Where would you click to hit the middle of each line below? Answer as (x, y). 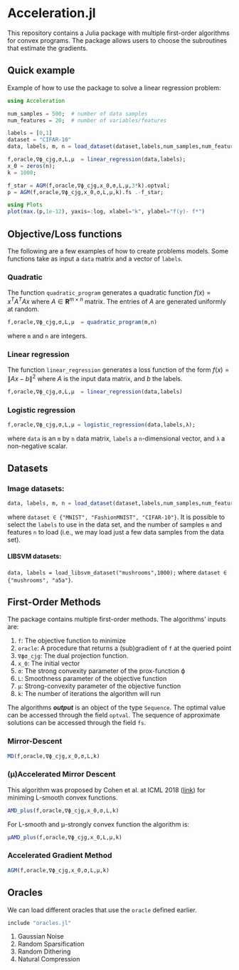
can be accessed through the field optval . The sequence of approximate (114, 715)
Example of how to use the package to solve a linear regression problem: (114, 88)
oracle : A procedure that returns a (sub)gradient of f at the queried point (124, 648)
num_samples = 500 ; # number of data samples (78, 113)
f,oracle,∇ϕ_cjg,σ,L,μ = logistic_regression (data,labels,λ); (101, 425)
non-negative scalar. (37, 446)
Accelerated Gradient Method (60, 856)
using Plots (25, 205)
